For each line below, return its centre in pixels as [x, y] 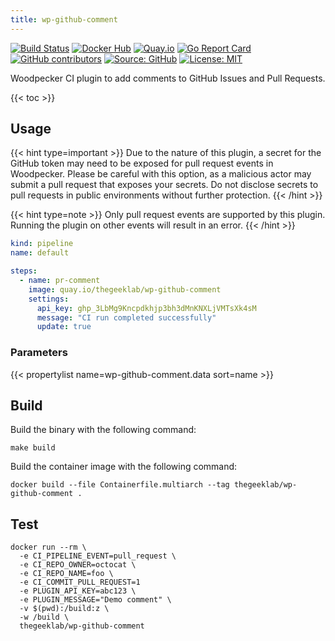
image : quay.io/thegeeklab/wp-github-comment [125, 289]
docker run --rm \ [48, 547]
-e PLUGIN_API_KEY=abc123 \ [78, 591]
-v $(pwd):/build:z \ [64, 609]
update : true [64, 327]
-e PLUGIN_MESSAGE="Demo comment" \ [95, 600]
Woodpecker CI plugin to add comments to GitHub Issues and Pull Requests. [168, 78]
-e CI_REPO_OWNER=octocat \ [78, 565]
